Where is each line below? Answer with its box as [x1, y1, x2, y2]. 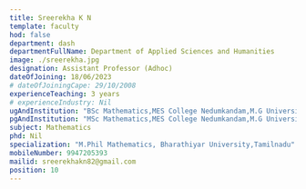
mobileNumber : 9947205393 [9, 148, 107, 157]
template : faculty [9, 22, 79, 31]
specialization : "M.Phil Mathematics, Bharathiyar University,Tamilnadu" [9, 140, 296, 149]
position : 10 [9, 165, 59, 174]
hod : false [9, 30, 51, 39]
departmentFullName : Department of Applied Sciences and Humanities [9, 47, 275, 56]
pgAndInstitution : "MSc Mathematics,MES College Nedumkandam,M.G [9, 114, 262, 124]
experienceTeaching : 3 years [9, 89, 120, 98]
